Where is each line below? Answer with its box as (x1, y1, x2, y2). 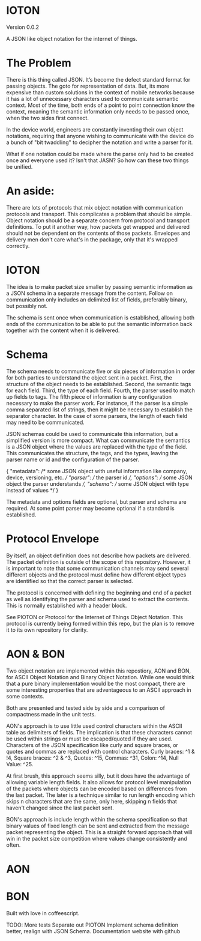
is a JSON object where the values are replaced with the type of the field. (6, 443, 188, 450)
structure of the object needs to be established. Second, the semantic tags (6, 380, 191, 387)
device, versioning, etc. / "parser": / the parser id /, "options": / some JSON (6, 474, 193, 481)
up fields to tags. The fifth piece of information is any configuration (6, 393, 172, 400)
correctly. (6, 242, 30, 249)
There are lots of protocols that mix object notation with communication (6, 204, 184, 211)
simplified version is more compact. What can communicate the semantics (6, 437, 191, 444)
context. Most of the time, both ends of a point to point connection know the (6, 101, 195, 109)
